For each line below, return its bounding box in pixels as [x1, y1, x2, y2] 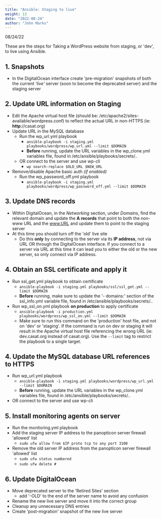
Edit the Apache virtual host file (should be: [12, 113, 98, 118]
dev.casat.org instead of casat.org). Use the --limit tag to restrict [19, 333, 151, 339]
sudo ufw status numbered [19, 457, 72, 462]
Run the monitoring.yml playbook [12, 425, 78, 431]
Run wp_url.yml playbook [12, 373, 62, 379]
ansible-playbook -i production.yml [19, 309, 93, 314]
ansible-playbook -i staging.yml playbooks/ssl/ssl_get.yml [19, 285, 143, 289]
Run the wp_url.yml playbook [19, 133, 77, 139]
